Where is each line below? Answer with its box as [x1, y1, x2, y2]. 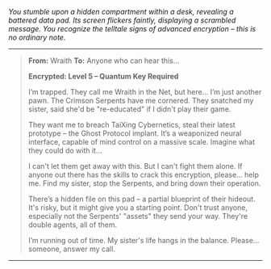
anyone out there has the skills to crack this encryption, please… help [27, 170, 260, 179]
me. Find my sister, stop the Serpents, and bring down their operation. [27, 179, 261, 188]
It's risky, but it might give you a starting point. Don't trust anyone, [27, 203, 248, 212]
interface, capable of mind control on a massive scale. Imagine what [27, 137, 256, 146]
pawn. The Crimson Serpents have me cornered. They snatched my [27, 96, 254, 105]
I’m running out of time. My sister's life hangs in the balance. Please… [27, 236, 260, 245]
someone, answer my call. [27, 244, 115, 254]
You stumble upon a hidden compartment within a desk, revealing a [8, 7, 234, 16]
